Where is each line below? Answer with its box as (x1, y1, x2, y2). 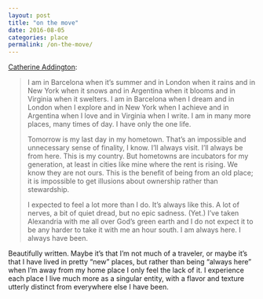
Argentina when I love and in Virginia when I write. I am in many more (27, 111, 251, 120)
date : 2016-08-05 (8, 26, 65, 34)
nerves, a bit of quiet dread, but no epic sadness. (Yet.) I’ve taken (27, 209, 239, 218)
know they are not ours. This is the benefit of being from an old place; (27, 168, 254, 178)
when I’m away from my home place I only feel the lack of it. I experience (8, 265, 245, 275)
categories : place (8, 33, 68, 42)
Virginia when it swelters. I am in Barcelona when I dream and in (27, 94, 235, 104)
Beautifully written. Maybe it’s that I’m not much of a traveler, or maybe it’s (8, 249, 248, 258)
